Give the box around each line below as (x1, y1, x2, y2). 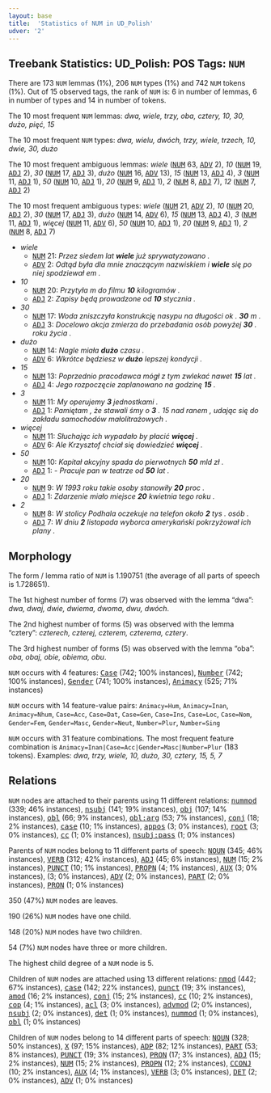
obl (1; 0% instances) (8, 1016, 82, 1027)
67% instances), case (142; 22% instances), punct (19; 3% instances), (8, 982, 246, 992)
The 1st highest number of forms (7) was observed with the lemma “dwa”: (8, 595, 254, 605)
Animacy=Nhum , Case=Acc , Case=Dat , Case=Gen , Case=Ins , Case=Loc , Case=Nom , (8, 709, 252, 719)
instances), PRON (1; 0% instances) (8, 880, 125, 889)
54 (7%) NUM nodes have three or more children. (8, 943, 167, 952)
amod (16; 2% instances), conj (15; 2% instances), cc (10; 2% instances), (8, 991, 253, 1001)
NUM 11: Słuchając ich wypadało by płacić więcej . (32, 432, 198, 441)
